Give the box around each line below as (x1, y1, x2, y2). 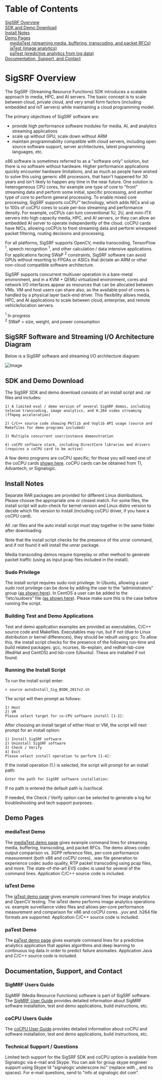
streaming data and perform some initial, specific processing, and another (5, 189, 153, 195)
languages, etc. (12, 149, 43, 154)
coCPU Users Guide (5, 1015, 52, 1022)
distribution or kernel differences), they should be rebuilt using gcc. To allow (5, 634, 157, 640)
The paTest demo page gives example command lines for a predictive (5, 937, 144, 943)
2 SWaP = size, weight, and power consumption (5, 318, 100, 324)
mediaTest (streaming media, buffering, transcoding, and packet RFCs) (9, 40, 151, 46)
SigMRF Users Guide (5, 981, 55, 988)
